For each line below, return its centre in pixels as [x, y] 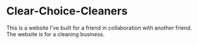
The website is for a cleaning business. [56, 34]
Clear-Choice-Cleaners [67, 11]
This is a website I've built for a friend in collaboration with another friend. [99, 28]
